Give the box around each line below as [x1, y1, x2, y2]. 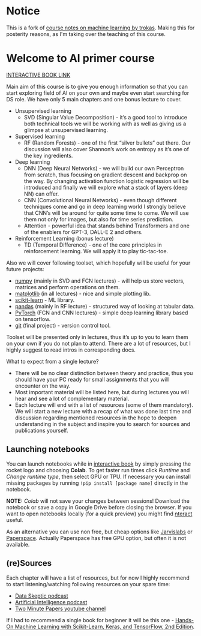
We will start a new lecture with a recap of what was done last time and [14, 407, 191, 415]
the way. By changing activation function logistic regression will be [23, 177, 189, 184]
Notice [6, 4, 40, 18]
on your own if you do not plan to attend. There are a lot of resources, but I [6, 340, 191, 347]
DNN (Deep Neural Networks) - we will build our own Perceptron [23, 164, 184, 172]
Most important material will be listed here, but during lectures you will [14, 388, 189, 395]
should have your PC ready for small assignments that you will [14, 376, 169, 383]
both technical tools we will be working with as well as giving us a [23, 120, 187, 127]
